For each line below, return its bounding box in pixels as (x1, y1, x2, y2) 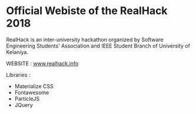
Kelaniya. (6, 48, 28, 55)
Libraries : (6, 71, 31, 78)
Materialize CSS (14, 82, 54, 89)
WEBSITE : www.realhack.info (6, 60, 79, 67)
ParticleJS (14, 95, 40, 102)
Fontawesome (14, 89, 49, 96)
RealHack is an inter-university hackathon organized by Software (6, 36, 164, 43)
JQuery (14, 101, 34, 108)
